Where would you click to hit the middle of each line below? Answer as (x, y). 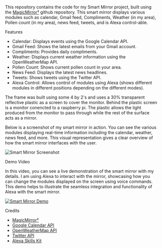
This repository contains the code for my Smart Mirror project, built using (78, 7)
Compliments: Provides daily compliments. (55, 52)
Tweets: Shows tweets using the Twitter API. (57, 78)
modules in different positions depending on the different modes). (78, 88)
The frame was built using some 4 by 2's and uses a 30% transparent (75, 97)
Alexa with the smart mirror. (33, 192)
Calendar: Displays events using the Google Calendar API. (70, 41)
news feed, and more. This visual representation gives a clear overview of (79, 138)
